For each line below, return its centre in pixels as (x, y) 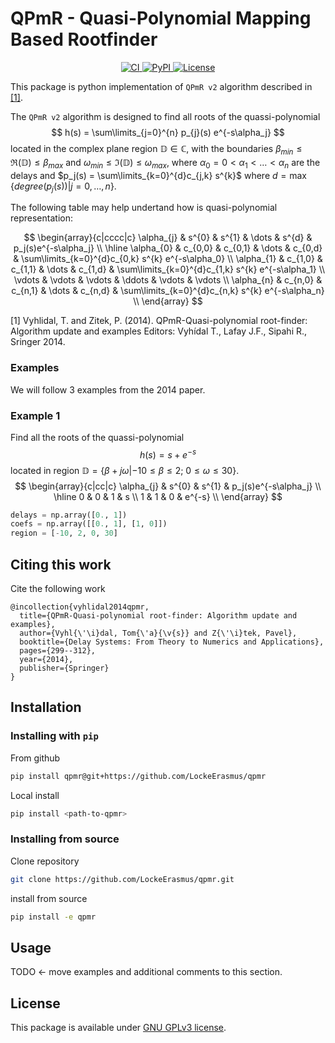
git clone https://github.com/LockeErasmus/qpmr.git (122, 879)
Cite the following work (58, 589)
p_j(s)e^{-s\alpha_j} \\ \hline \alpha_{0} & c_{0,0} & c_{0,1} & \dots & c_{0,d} (168, 248)
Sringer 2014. (38, 342)
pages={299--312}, (58, 651)
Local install (35, 795)
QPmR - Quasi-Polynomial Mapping (161, 18)
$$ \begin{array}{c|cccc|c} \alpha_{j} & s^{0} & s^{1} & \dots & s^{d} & (168, 238)
